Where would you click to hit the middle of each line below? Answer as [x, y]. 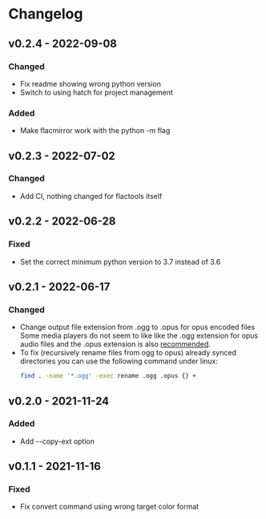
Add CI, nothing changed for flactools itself [91, 196]
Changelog [46, 14]
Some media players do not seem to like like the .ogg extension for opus [139, 336]
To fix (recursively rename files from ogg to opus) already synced [128, 353]
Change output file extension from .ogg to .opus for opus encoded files [137, 327]
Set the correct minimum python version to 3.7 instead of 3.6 [120, 262]
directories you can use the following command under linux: [119, 361]
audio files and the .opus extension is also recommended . [115, 344]
